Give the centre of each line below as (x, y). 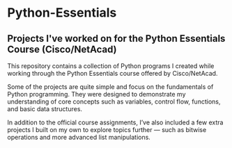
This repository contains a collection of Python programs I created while (111, 66)
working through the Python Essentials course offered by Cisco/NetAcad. (113, 73)
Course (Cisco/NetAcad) (62, 49)
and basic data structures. (45, 109)
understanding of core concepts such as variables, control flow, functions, (114, 101)
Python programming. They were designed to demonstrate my (96, 94)
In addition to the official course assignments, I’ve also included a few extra (115, 122)
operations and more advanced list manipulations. (79, 137)
